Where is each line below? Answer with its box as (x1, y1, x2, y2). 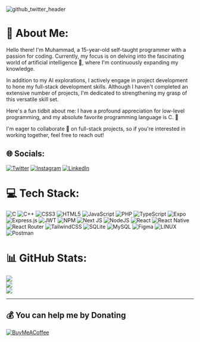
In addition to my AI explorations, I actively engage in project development (6, 76, 188, 83)
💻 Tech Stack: (6, 186, 80, 200)
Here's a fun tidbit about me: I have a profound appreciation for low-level (6, 107, 185, 114)
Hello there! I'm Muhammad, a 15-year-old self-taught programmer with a (6, 46, 186, 53)
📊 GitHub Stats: (6, 251, 87, 265)
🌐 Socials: (6, 149, 45, 159)
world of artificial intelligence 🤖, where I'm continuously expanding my (6, 58, 179, 66)
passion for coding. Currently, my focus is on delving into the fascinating (6, 52, 185, 60)
